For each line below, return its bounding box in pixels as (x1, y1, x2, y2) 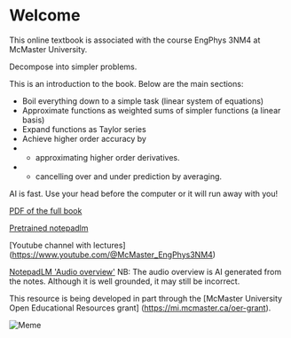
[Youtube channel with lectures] (9, 240, 126, 250)
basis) (21, 114, 45, 125)
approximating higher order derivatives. (35, 152, 180, 162)
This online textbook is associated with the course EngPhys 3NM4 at (9, 35, 261, 45)
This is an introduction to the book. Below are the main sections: (9, 78, 244, 89)
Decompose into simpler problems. (9, 61, 138, 72)
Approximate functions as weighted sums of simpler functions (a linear (21, 105, 281, 115)
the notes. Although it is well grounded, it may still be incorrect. (9, 276, 240, 287)
